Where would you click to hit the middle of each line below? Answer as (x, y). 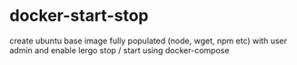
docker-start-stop (79, 16)
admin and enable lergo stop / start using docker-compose (119, 50)
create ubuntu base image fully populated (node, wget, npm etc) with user (148, 41)
